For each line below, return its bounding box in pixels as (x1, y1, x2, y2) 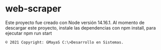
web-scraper (5, 3, 62, 14)
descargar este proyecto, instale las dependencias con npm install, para (5, 24, 156, 30)
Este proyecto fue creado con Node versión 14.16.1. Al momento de (5, 19, 145, 25)
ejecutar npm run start (5, 30, 52, 36)
